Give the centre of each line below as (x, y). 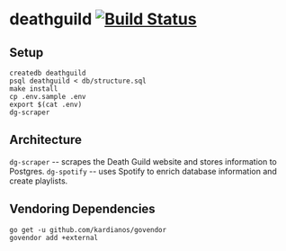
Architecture (46, 140)
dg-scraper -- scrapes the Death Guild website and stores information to (143, 161)
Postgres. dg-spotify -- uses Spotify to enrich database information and (143, 171)
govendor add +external (54, 238)
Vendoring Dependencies (82, 209)
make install (34, 89)
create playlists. (39, 181)
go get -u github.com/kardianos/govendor (88, 229)
